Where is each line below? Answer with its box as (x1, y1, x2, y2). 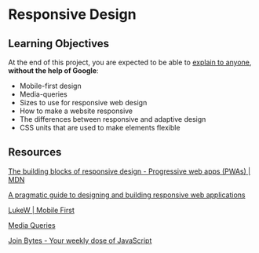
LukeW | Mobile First (8, 205, 75, 214)
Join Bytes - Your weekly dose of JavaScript (8, 236, 152, 245)
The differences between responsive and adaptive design (19, 115, 206, 123)
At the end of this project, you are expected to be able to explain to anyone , (8, 57, 252, 67)
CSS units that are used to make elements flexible (19, 123, 181, 132)
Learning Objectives (8, 37, 110, 50)
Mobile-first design (19, 81, 82, 90)
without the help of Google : (8, 66, 100, 75)
